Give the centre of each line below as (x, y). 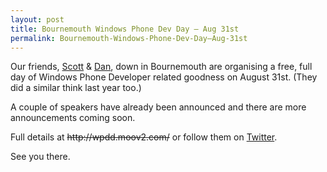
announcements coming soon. (73, 118)
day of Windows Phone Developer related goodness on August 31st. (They (164, 77)
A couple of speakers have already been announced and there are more (158, 107)
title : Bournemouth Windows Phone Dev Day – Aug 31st (125, 29)
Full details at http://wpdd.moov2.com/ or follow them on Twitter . (144, 137)
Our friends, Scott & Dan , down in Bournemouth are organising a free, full (161, 67)
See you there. (40, 157)
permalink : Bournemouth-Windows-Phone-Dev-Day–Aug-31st (129, 38)
